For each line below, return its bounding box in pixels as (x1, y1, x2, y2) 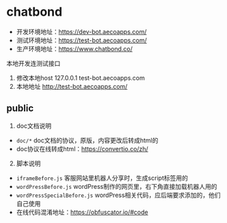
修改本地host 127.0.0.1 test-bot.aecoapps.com (16, 73, 145, 82)
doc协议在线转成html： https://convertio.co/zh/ (16, 144, 148, 153)
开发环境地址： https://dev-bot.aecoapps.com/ (16, 27, 147, 36)
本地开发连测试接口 (6, 59, 61, 67)
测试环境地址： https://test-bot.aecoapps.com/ (16, 36, 148, 44)
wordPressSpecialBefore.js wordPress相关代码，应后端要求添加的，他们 (16, 191, 221, 199)
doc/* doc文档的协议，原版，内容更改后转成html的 (16, 136, 159, 144)
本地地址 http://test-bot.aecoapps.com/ (16, 82, 128, 90)
